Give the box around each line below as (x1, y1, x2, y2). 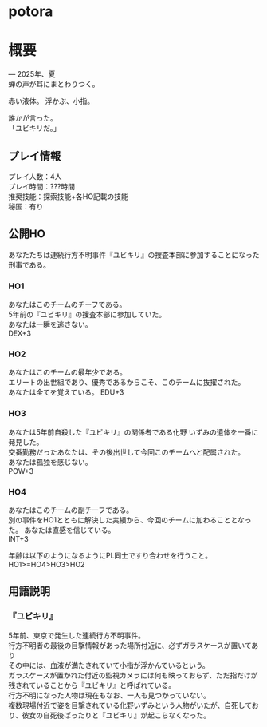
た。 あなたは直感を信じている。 (8, 525, 116, 534)
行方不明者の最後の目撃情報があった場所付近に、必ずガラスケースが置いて (8, 640, 252, 650)
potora (8, 2, 53, 21)
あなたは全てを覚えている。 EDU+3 (8, 387, 124, 397)
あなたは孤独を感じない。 (8, 457, 92, 467)
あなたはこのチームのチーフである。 (8, 300, 127, 309)
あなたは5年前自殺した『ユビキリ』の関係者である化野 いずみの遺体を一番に (8, 427, 259, 437)
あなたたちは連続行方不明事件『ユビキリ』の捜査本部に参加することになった (8, 250, 260, 260)
